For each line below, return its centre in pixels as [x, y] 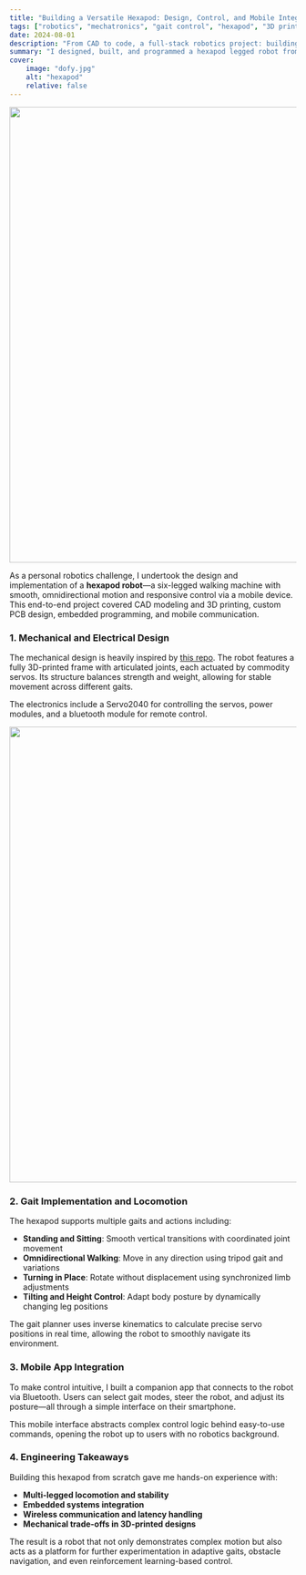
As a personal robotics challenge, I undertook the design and [124, 575]
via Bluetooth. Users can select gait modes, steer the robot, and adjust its [147, 1396]
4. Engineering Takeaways [69, 1457]
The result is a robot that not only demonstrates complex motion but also [146, 1541]
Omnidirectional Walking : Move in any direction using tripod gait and [153, 1258]
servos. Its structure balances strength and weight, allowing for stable [140, 676]
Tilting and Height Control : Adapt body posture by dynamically [142, 1297]
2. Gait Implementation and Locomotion [99, 1201]
